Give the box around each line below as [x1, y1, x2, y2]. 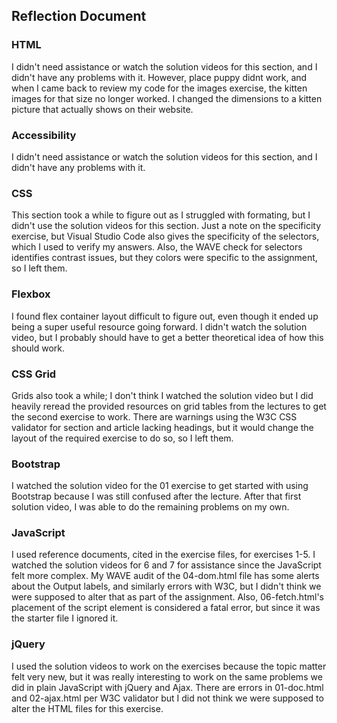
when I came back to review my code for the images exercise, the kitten [11, 82, 308, 94]
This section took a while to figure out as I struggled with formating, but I [11, 209, 311, 221]
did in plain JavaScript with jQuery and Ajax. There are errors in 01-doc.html [11, 681, 324, 693]
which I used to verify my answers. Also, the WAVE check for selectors [11, 241, 303, 253]
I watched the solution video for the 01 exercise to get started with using [11, 480, 309, 492]
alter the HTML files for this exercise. [11, 702, 164, 714]
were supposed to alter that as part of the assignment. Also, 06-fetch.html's [11, 591, 324, 603]
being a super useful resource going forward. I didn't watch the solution [11, 320, 308, 333]
